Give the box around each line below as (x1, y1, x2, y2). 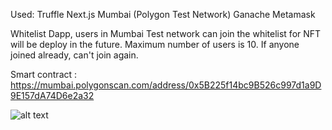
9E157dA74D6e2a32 (10, 90, 95, 101)
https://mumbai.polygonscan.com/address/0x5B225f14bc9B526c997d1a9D (10, 79, 322, 91)
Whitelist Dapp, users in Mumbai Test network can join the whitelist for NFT (10, 28, 322, 39)
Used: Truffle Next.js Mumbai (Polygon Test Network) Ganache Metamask (10, 9, 316, 20)
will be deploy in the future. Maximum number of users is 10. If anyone (10, 39, 300, 50)
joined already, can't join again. (10, 49, 139, 61)
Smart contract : (10, 69, 78, 80)
